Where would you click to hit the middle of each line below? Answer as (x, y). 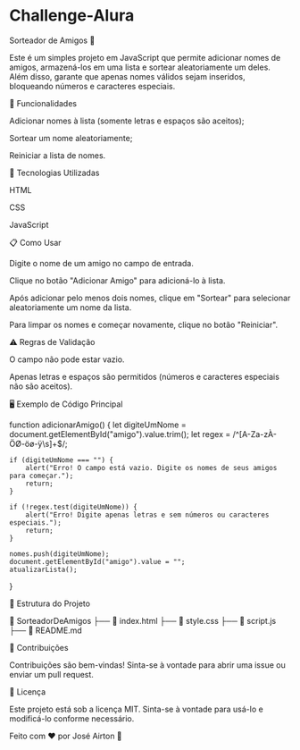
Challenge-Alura (72, 16)
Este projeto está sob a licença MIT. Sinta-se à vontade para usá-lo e (136, 709)
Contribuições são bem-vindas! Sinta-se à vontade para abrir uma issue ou (147, 665)
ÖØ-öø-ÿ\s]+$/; (39, 443)
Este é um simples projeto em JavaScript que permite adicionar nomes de (145, 57)
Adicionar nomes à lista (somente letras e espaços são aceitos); (127, 121)
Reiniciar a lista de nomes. (58, 155)
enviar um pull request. (51, 674)
